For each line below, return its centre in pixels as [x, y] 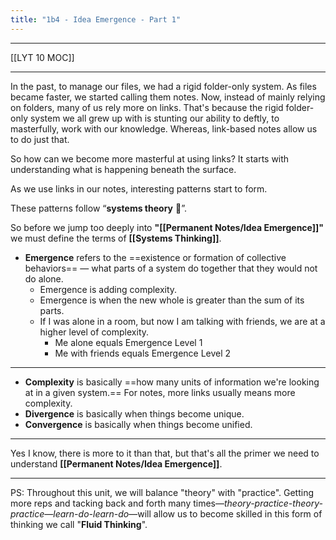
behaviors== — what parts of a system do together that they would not [171, 268]
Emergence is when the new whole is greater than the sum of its [172, 300]
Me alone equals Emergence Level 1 [128, 342]
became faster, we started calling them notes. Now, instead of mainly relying [168, 97]
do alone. [44, 278]
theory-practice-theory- [273, 503]
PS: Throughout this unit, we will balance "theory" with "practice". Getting [162, 492]
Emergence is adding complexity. [108, 289]
